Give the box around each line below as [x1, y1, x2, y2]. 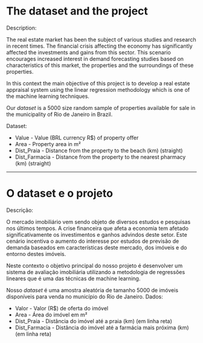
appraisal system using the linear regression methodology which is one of [6, 86, 190, 93]
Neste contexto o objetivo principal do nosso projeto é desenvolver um [6, 261, 183, 269]
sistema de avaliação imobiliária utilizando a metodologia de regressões [6, 268, 185, 275]
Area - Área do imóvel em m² [14, 311, 88, 318]
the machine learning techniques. [6, 92, 89, 100]
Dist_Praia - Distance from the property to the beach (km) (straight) [14, 147, 183, 154]
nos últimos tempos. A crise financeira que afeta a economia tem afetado [6, 225, 189, 232]
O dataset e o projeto [6, 187, 114, 200]
